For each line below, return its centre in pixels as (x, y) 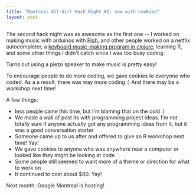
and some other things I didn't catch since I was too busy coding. (86, 53)
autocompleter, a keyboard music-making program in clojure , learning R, (94, 46)
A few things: (22, 100)
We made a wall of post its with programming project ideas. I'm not (96, 117)
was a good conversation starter (54, 130)
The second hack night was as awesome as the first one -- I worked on (93, 34)
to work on (28, 168)
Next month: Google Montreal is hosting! (55, 185)
